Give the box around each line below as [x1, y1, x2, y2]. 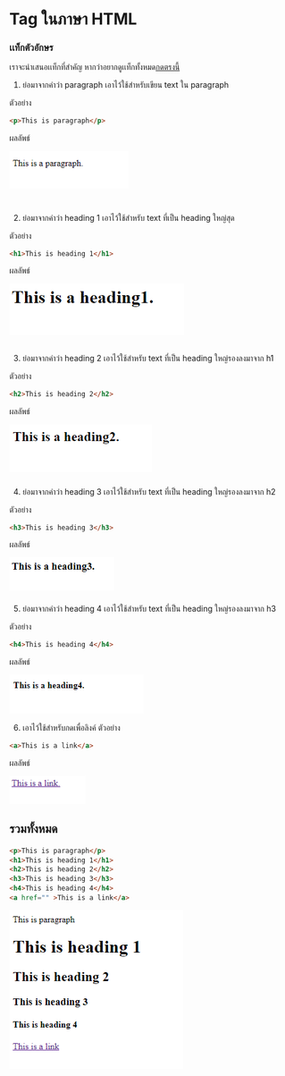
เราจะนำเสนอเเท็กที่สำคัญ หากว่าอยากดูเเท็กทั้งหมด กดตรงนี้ [9, 62, 180, 72]
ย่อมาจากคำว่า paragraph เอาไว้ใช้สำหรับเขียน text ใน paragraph [21, 80, 230, 90]
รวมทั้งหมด [9, 821, 58, 836]
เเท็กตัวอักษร [9, 41, 54, 54]
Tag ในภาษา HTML [9, 9, 138, 30]
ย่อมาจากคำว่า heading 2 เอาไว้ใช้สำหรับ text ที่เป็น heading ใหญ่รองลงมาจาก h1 [21, 352, 274, 363]
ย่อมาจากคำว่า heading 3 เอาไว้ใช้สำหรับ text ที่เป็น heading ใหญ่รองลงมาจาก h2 [21, 486, 276, 496]
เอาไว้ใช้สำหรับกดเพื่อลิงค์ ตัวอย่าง [21, 722, 121, 733]
